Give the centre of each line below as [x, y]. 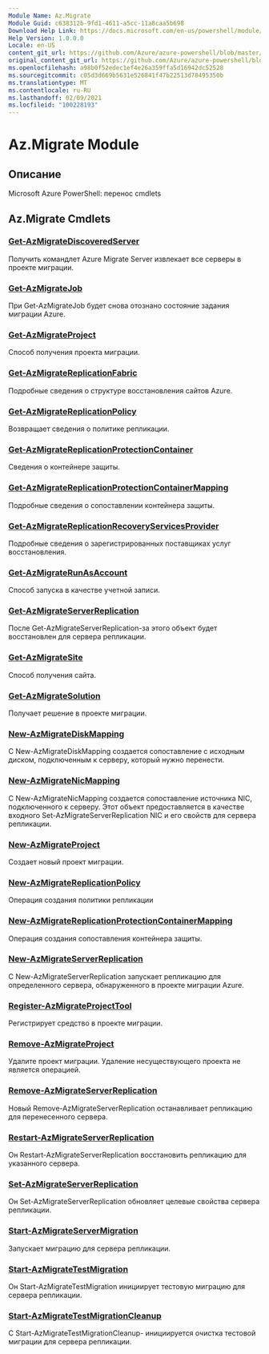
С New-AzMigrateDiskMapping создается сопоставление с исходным [126, 752]
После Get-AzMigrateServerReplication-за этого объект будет [113, 628]
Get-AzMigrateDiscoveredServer [74, 241]
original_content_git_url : [53, 61]
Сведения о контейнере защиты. [64, 467]
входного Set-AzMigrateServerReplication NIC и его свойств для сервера [132, 815]
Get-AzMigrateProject [52, 335]
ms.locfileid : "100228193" [53, 105]
